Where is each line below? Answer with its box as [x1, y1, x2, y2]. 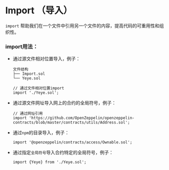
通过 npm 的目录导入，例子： [12, 130, 70, 136]
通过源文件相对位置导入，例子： [12, 56, 80, 62]
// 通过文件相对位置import [12, 86, 65, 91]
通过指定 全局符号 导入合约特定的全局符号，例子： [12, 150, 114, 156]
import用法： [5, 43, 38, 50]
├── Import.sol [12, 71, 46, 77]
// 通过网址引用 [12, 111, 43, 116]
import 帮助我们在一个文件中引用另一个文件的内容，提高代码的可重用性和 [5, 23, 160, 29]
